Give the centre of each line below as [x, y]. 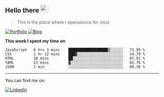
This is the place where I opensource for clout [63, 22]
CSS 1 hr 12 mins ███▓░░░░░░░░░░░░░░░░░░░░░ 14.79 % [75, 54]
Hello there [22, 10]
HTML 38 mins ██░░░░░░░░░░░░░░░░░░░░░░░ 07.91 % [75, 58]
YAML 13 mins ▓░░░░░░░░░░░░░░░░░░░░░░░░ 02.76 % [75, 63]
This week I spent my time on [35, 41]
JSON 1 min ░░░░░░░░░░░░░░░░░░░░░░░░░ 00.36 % [75, 67]
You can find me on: [25, 80]
